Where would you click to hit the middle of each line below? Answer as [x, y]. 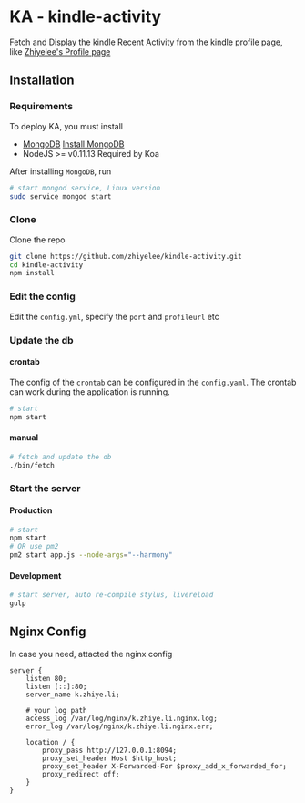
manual [24, 438]
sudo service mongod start [61, 196]
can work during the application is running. [90, 391]
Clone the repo [37, 240]
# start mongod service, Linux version [85, 188]
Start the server [45, 489]
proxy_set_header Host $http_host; [110, 758]
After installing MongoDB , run [61, 171]
